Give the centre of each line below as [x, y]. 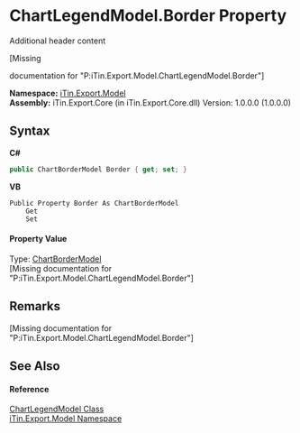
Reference [29, 389]
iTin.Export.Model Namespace [66, 419]
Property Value [38, 239]
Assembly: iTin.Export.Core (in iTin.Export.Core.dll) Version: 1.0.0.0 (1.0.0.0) [150, 102]
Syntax [30, 131]
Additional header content [58, 41]
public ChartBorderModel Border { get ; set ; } [98, 169]
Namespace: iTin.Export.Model [68, 93]
